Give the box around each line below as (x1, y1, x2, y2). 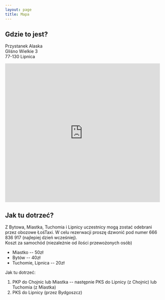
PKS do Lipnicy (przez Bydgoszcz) (12, 290, 82, 296)
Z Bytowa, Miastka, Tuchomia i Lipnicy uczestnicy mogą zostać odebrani (5, 224, 152, 230)
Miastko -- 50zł (12, 250, 44, 256)
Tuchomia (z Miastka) (12, 284, 56, 290)
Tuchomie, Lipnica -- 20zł (12, 260, 65, 266)
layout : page (5, 7, 32, 12)
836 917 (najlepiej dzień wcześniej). (5, 235, 78, 241)
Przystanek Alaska (5, 43, 43, 49)
